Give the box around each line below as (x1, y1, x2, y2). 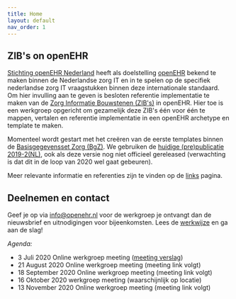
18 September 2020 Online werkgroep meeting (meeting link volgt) (17, 269, 213, 276)
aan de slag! (7, 226, 43, 234)
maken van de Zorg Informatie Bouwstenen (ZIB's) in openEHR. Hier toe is (7, 98, 224, 107)
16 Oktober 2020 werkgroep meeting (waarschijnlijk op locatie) (17, 276, 202, 284)
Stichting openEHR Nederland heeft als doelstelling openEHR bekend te (7, 69, 216, 77)
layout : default (7, 17, 55, 24)
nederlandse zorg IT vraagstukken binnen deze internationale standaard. (7, 84, 220, 92)
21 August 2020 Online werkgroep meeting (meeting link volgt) (17, 261, 201, 269)
